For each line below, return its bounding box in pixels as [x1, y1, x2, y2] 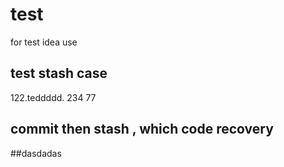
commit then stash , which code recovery [10, 121, 274, 138]
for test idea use [10, 36, 78, 48]
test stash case [10, 65, 108, 82]
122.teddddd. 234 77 [10, 91, 97, 103]
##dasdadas [10, 147, 62, 159]
